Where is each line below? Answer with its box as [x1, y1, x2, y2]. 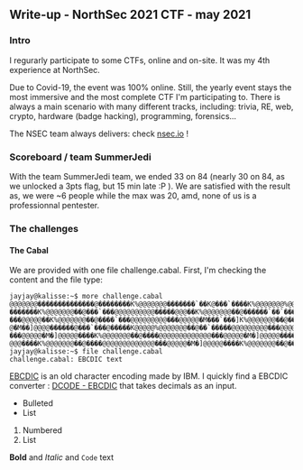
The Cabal [9, 244, 50, 255]
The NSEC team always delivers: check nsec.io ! [9, 128, 189, 139]
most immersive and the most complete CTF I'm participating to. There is [9, 91, 281, 102]
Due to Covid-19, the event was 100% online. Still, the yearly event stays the [9, 81, 292, 93]
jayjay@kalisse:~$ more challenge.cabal [9, 292, 164, 301]
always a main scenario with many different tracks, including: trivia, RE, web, [9, 101, 294, 112]
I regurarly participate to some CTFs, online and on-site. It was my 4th [9, 54, 271, 66]
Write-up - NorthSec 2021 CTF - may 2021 [9, 7, 252, 23]
